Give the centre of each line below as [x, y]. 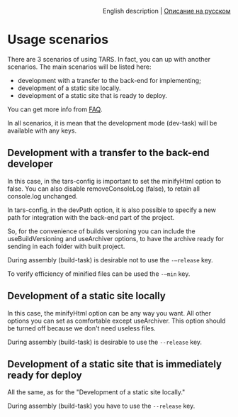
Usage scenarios [58, 40]
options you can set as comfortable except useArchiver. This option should [117, 321]
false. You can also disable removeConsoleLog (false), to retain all [104, 189]
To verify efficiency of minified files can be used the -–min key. [99, 274]
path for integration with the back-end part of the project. [91, 217]
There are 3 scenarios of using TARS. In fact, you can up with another [109, 59]
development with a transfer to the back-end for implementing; [109, 80]
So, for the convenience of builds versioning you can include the [102, 231]
